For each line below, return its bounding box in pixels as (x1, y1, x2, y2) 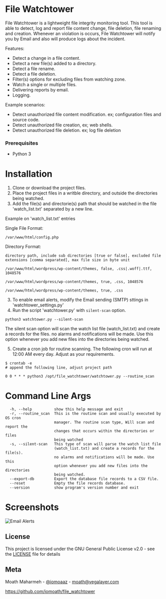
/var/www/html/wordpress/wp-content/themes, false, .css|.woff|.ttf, (5, 266, 153, 272)
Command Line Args (5, 391, 91, 401)
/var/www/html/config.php (5, 235, 59, 240)
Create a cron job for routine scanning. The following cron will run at (12, 346, 153, 352)
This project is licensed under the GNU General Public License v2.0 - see (5, 546, 155, 552)
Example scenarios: (5, 101, 46, 107)
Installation (5, 168, 53, 180)
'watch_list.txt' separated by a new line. (12, 206, 93, 212)
